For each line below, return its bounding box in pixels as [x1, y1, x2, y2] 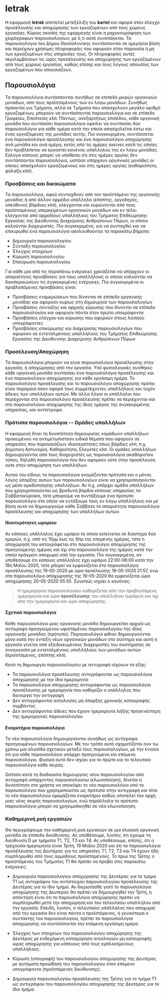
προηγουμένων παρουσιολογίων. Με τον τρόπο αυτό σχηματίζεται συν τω [5, 741, 158, 747]
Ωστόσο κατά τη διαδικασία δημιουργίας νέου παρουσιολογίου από [5, 772, 144, 778]
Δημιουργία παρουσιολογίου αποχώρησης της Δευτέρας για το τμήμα [12, 873, 157, 879]
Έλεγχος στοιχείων [12, 249, 53, 254]
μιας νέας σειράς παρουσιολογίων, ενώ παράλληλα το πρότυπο [5, 798, 138, 804]
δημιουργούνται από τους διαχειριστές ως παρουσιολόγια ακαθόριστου [5, 451, 154, 457]
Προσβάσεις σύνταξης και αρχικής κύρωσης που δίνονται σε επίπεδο [12, 304, 156, 310]
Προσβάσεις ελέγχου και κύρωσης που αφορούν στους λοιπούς [12, 315, 145, 321]
